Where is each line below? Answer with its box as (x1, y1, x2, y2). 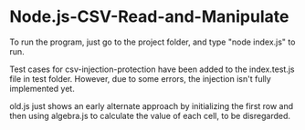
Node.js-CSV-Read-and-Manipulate (9, 6, 289, 27)
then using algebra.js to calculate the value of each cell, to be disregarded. (9, 110, 290, 121)
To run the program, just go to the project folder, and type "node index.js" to (9, 36, 296, 47)
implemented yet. (9, 83, 75, 94)
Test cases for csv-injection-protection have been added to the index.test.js (9, 64, 295, 75)
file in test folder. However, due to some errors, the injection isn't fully (9, 73, 271, 84)
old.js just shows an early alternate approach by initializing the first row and (9, 100, 294, 111)
